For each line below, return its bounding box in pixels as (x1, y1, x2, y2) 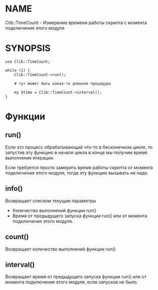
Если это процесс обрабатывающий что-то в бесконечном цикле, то (5, 144, 153, 150)
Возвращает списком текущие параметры (5, 198, 96, 204)
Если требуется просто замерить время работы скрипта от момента (5, 164, 153, 171)
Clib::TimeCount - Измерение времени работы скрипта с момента (5, 20, 147, 26)
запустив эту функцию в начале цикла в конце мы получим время (5, 149, 147, 156)
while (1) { (5, 68, 30, 73)
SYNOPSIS (5, 43, 51, 54)
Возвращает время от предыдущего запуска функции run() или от (5, 274, 147, 280)
